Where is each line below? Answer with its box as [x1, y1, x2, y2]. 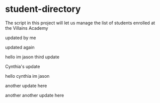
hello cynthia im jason [5, 73, 50, 79]
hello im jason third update [5, 53, 60, 60]
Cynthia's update [5, 63, 40, 69]
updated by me [5, 35, 36, 41]
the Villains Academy [5, 25, 48, 31]
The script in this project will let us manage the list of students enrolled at [5, 20, 156, 26]
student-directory [5, 3, 81, 15]
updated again [5, 44, 35, 50]
